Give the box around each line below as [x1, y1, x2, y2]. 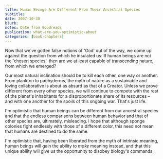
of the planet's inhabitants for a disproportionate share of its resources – [5, 93, 150, 99]
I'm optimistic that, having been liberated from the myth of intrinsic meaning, [5, 138, 159, 143]
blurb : [5, 20, 18, 26]
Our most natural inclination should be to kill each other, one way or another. [5, 72, 158, 78]
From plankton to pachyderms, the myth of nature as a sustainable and [5, 77, 147, 83]
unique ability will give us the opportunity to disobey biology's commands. [5, 148, 154, 154]
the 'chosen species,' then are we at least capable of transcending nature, [5, 58, 154, 64]
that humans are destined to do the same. [5, 128, 89, 134]
